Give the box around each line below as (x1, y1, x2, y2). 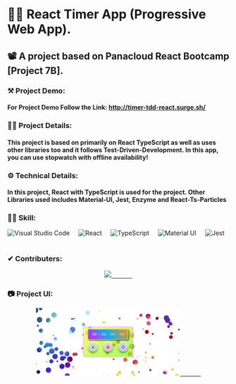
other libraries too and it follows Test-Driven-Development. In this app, (7, 146, 219, 154)
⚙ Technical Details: (7, 170, 79, 180)
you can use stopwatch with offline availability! (7, 153, 149, 161)
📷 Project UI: (7, 288, 54, 298)
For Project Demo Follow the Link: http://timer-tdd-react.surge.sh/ (7, 103, 206, 112)
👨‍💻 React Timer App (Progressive (7, 6, 206, 23)
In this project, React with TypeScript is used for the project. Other (7, 188, 206, 196)
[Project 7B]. (7, 65, 63, 77)
